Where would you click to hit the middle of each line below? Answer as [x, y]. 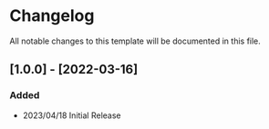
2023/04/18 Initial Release [72, 115]
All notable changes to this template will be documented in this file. [135, 41]
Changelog [52, 16]
